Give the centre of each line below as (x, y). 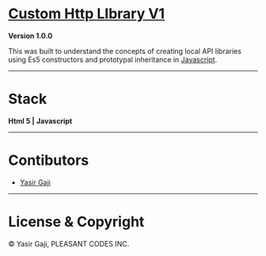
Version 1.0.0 (30, 36)
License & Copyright (76, 222)
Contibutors (49, 160)
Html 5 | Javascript (40, 120)
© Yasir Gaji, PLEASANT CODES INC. (69, 243)
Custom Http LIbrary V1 (86, 14)
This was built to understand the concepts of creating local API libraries (125, 51)
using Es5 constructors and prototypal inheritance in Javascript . (113, 59)
